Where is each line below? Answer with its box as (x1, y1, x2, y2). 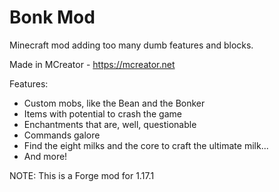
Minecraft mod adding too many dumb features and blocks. (9, 39, 254, 51)
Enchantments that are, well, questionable (23, 118, 197, 130)
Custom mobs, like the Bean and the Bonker (23, 97, 206, 109)
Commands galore (23, 129, 101, 141)
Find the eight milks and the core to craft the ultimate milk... (23, 139, 269, 151)
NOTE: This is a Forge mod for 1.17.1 (9, 169, 155, 181)
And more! (23, 150, 68, 162)
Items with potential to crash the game (23, 107, 182, 120)
